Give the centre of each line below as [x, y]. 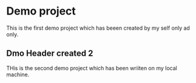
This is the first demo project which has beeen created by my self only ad [98, 28]
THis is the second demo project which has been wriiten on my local [92, 68]
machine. [18, 75]
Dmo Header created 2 [50, 54]
